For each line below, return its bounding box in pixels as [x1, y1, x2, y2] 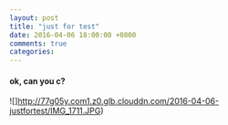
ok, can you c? [9, 75, 66, 87]
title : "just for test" [9, 22, 100, 31]
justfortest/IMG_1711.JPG [9, 106, 101, 117]
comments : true [9, 38, 67, 48]
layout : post [9, 13, 59, 23]
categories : [9, 47, 55, 57]
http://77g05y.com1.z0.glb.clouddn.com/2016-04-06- [17, 96, 220, 107]
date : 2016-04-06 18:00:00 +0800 [9, 30, 137, 39]
